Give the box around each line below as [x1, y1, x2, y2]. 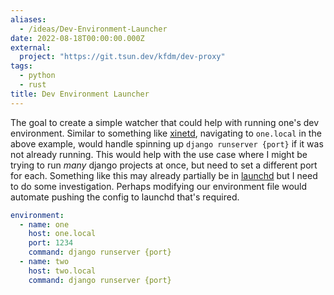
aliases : [10, 14, 47, 25]
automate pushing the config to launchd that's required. [10, 191, 240, 203]
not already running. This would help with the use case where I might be [10, 148, 308, 160]
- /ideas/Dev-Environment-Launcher [19, 24, 168, 34]
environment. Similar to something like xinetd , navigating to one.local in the [10, 127, 322, 139]
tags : [10, 61, 33, 71]
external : [10, 42, 52, 53]
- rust [19, 80, 47, 90]
